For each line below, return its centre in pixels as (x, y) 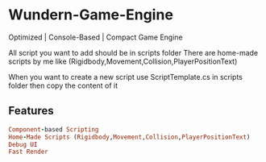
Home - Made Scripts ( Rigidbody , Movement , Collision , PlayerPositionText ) (129, 137)
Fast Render (28, 152)
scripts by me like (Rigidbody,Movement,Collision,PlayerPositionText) (123, 61)
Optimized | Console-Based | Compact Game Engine (96, 37)
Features (31, 111)
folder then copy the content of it (63, 85)
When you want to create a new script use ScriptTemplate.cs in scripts (126, 77)
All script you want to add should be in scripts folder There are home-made (133, 52)
